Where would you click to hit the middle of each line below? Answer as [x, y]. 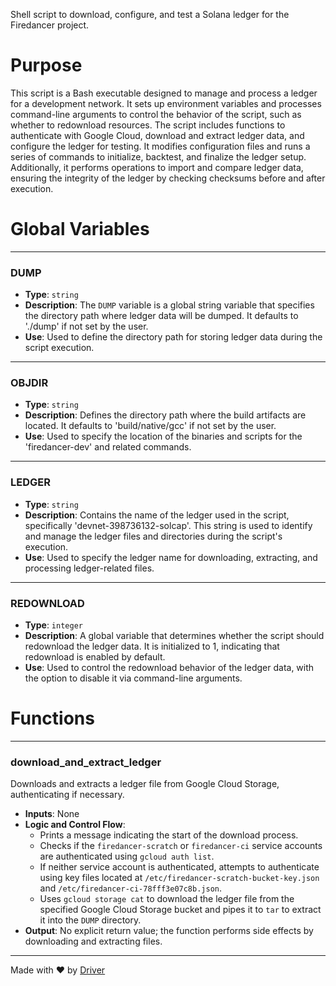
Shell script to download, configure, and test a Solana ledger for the [150, 14]
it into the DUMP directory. [90, 920]
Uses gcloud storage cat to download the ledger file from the [167, 899]
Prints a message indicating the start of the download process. [169, 835]
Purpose [46, 65]
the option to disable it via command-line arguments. [133, 678]
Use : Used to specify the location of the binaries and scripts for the [163, 436]
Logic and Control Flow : [75, 825]
